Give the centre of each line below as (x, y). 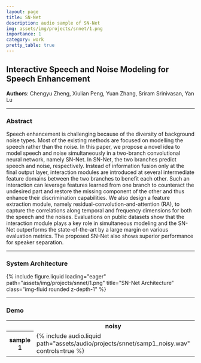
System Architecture (37, 263)
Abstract (19, 121)
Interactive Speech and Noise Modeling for (88, 70)
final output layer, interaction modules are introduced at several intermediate (100, 172)
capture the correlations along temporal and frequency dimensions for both (99, 210)
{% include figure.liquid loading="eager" (56, 277)
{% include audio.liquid (68, 335)
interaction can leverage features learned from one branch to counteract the (100, 185)
